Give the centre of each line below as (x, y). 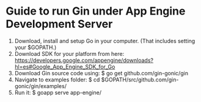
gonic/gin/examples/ (40, 86)
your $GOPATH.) (35, 47)
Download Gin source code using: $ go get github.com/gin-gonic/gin (101, 73)
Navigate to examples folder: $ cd (57, 80)
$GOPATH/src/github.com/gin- (140, 80)
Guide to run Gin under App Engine (96, 11)
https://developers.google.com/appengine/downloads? (84, 60)
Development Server (59, 24)
